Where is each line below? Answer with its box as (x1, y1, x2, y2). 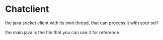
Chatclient (5, 3, 49, 15)
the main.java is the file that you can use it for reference (5, 29, 119, 35)
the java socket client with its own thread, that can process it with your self (5, 20, 158, 26)
